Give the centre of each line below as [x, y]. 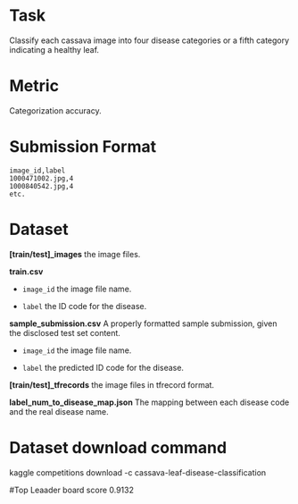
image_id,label [37, 171]
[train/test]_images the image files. [75, 254]
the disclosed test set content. [65, 332]
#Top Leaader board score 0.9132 [72, 490]
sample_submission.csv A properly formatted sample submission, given [144, 323]
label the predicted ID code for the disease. [103, 367]
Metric [34, 86]
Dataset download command [118, 447]
